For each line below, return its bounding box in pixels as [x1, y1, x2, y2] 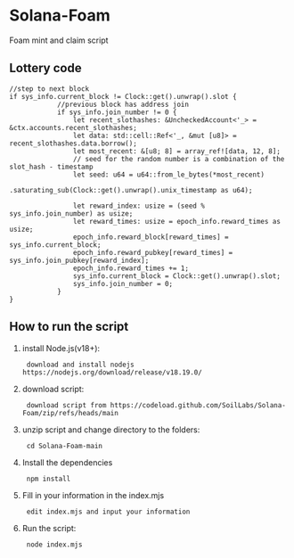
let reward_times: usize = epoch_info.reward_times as [72, 217, 281, 226]
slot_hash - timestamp [9, 162, 94, 171]
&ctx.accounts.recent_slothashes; [9, 123, 138, 132]
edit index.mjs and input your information [26, 507, 191, 516]
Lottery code [9, 61, 82, 76]
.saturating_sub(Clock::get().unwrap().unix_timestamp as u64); [9, 185, 253, 194]
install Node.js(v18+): [21, 342, 101, 353]
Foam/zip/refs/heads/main [21, 408, 118, 417]
